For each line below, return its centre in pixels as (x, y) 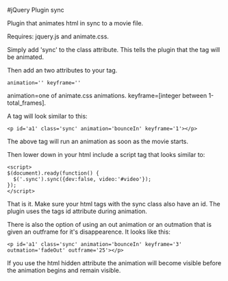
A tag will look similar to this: (47, 116)
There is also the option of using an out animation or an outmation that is (110, 224)
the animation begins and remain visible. (64, 270)
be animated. (26, 57)
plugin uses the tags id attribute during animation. (77, 211)
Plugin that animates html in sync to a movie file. (75, 23)
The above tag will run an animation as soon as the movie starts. (98, 141)
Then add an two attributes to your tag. (62, 70)
